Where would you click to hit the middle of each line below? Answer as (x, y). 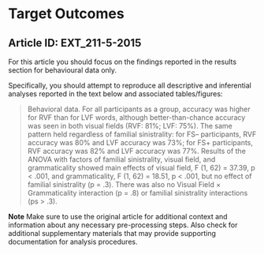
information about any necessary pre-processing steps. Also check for (123, 225)
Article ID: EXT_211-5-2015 (75, 43)
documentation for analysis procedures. (73, 242)
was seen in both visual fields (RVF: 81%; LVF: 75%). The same (130, 126)
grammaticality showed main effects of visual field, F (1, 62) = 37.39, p (141, 168)
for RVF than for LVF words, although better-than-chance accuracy (136, 118)
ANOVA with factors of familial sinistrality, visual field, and (121, 159)
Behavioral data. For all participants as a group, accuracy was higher (139, 109)
